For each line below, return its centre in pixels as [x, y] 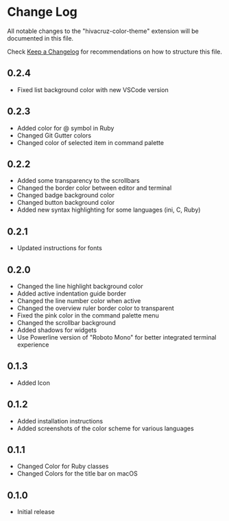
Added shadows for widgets [57, 330]
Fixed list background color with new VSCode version [93, 89]
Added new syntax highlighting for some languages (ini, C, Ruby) [109, 210]
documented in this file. [40, 38]
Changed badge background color [65, 195]
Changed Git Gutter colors [54, 135]
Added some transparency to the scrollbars [78, 181]
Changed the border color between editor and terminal [94, 188]
